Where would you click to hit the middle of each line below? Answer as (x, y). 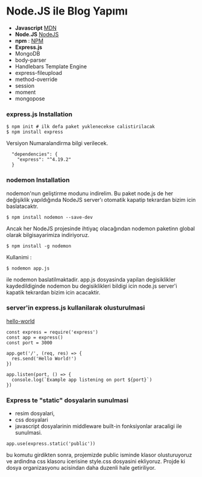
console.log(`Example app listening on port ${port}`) (82, 380)
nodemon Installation (38, 180)
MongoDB (27, 53)
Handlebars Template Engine (51, 66)
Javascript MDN (36, 28)
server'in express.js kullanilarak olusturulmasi (76, 308)
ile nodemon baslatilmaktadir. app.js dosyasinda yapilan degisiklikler (91, 279)
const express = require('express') (52, 332)
